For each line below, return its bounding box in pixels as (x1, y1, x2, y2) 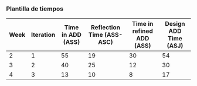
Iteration (31, 31, 56, 39)
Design (165, 20, 186, 28)
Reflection (90, 23, 120, 32)
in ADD (61, 31, 82, 39)
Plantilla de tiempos (6, 5, 63, 13)
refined (132, 27, 154, 35)
